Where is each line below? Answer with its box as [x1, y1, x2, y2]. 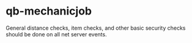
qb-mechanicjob [6, 4, 92, 18]
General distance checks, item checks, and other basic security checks [6, 24, 186, 31]
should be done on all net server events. [6, 30, 108, 38]
